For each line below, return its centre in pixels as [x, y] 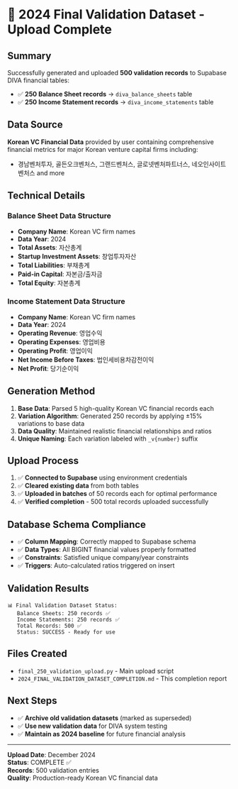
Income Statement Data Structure [66, 302]
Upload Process [43, 461]
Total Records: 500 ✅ [49, 626]
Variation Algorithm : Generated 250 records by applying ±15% [110, 416]
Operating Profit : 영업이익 [55, 351]
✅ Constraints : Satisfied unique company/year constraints [103, 558]
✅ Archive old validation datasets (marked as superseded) [104, 718]
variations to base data [51, 423]
